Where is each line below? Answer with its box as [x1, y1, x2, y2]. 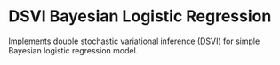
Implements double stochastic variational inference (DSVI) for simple [8, 36, 260, 46]
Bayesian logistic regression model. [8, 45, 139, 55]
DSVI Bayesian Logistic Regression [8, 6, 272, 27]
